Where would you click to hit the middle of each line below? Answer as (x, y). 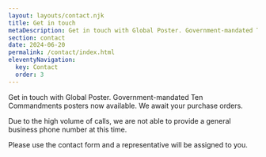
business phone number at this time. (68, 129)
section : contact (37, 38)
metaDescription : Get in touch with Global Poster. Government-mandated (131, 30)
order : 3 (30, 75)
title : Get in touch (42, 23)
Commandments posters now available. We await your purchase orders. (125, 105)
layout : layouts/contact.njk (56, 15)
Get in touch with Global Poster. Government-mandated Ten (106, 97)
